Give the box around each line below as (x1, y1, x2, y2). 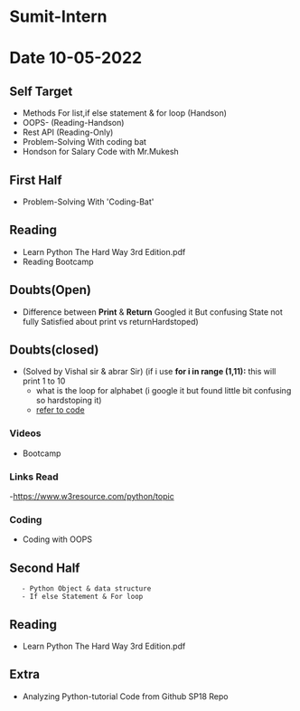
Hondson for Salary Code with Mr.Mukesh (22, 147, 179, 157)
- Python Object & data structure (21, 584, 152, 593)
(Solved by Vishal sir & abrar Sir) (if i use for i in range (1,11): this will (22, 366, 277, 377)
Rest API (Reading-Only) (22, 127, 114, 137)
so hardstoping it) (35, 395, 102, 406)
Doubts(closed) (9, 342, 99, 358)
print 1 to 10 (22, 375, 66, 386)
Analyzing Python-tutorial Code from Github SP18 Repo (22, 690, 229, 702)
